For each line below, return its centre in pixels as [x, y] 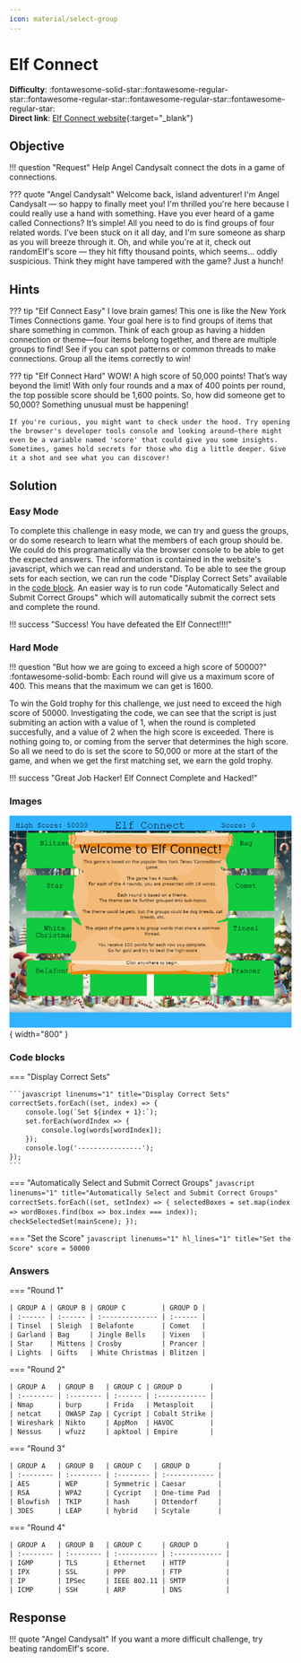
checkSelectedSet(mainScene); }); [74, 1222]
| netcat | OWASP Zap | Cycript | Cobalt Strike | [112, 1414]
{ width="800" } [39, 1034]
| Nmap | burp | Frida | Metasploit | [112, 1405]
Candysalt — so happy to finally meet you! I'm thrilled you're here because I [149, 204]
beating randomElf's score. [59, 1649]
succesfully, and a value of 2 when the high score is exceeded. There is [142, 732]
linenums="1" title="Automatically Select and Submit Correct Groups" [144, 1193]
